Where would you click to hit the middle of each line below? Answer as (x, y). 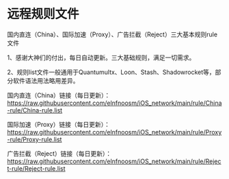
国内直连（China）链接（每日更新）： (59, 95)
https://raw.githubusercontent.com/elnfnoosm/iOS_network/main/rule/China (114, 103)
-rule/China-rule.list (35, 110)
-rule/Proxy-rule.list (35, 139)
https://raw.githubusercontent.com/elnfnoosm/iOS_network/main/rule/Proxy (114, 132)
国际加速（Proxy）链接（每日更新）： (59, 124)
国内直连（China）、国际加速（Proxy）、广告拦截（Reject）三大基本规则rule (112, 34)
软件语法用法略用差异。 (46, 80)
